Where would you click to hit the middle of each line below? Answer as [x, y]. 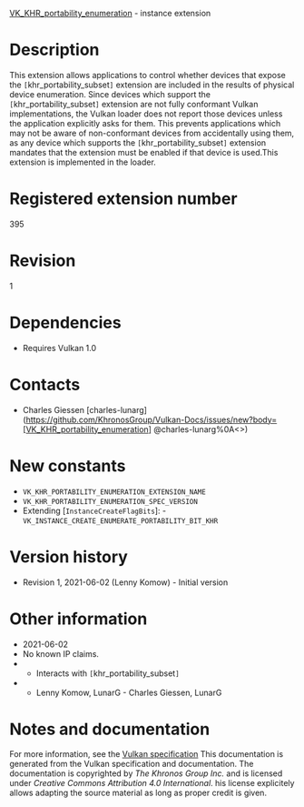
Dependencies [65, 323]
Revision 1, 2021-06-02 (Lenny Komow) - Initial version [125, 582]
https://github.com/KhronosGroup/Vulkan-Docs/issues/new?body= [152, 419]
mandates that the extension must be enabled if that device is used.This [144, 152]
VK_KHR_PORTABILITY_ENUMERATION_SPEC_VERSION [110, 501]
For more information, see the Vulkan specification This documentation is [147, 754]
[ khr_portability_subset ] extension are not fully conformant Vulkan [134, 104]
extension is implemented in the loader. [83, 162]
